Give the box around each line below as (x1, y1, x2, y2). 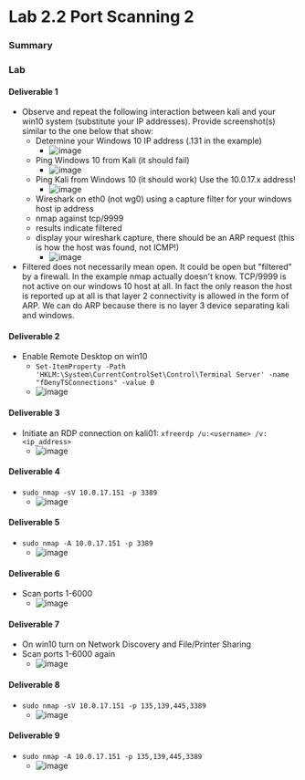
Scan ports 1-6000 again (21, 649, 116, 660)
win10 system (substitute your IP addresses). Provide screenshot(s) (21, 116, 276, 127)
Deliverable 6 (8, 567, 60, 578)
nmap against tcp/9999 (35, 213, 124, 224)
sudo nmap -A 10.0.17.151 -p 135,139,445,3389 (21, 752, 203, 761)
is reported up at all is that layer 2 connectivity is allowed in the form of (21, 290, 289, 302)
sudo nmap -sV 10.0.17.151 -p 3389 (21, 488, 158, 497)
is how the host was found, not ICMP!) (35, 242, 180, 253)
